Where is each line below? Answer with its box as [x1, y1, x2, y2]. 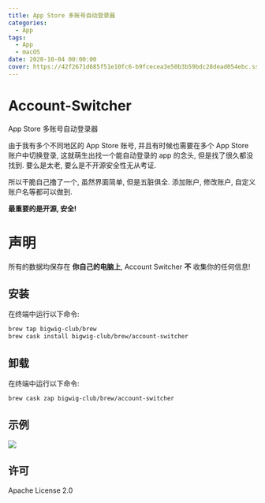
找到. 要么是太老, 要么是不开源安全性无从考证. [8, 160, 156, 170]
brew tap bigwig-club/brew [8, 325, 97, 333]
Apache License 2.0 [8, 486, 73, 495]
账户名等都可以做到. [8, 187, 73, 196]
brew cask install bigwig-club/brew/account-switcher [8, 333, 189, 341]
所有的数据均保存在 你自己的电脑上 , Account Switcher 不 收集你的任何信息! [8, 262, 251, 271]
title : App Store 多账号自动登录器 [8, 11, 116, 20]
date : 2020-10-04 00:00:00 [8, 56, 97, 64]
